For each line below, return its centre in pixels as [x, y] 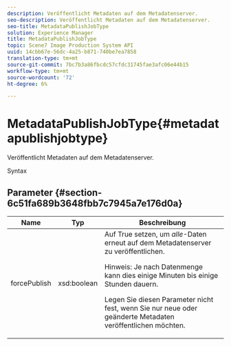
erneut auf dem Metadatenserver [158, 243]
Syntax [17, 171]
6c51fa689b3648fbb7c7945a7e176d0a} [95, 203]
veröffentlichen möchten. [145, 325]
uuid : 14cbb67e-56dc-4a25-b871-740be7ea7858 [72, 52]
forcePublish [31, 283]
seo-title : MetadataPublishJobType [58, 26]
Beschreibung [162, 223]
